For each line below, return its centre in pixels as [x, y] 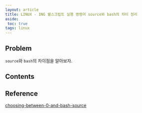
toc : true [17, 24]
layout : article [22, 10]
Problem [19, 48]
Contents [20, 77]
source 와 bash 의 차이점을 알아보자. [39, 60]
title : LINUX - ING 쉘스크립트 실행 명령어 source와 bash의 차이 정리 [71, 14]
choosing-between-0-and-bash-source [46, 106]
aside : [12, 19]
